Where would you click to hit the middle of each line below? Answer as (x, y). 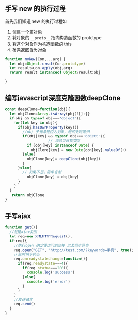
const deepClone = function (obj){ (38, 109)
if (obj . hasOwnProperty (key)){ (48, 127)
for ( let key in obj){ (35, 123)
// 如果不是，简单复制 (42, 172)
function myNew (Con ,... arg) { (36, 59)
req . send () (25, 304)
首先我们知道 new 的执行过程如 (36, 21)
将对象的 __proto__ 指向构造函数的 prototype (57, 37)
